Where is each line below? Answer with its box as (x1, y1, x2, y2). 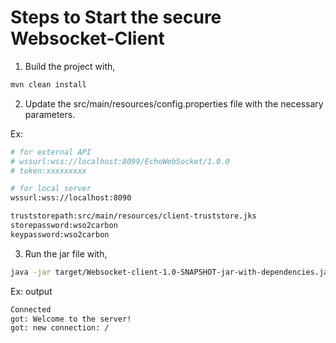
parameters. (24, 108, 76, 120)
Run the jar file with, (24, 247, 108, 260)
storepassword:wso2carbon (10, 221, 118, 231)
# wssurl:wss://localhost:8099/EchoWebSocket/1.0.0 (10, 156, 230, 166)
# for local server (10, 184, 92, 194)
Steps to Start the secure (10, 6, 222, 29)
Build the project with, (24, 60, 116, 72)
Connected (10, 304, 52, 315)
